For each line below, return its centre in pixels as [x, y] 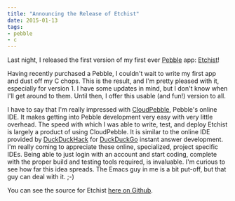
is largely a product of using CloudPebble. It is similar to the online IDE [109, 132]
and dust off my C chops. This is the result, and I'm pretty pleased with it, [113, 81]
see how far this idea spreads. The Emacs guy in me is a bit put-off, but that [117, 169]
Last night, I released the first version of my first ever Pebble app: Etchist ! [113, 60]
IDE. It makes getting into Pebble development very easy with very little [110, 117]
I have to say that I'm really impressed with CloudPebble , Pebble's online [112, 110]
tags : [15, 27]
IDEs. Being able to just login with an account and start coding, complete [112, 155]
